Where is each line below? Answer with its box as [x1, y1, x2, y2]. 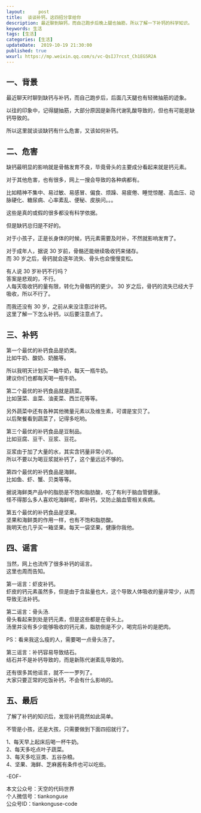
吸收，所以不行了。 [6, 290, 54, 298]
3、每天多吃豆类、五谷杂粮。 [6, 753, 78, 760]
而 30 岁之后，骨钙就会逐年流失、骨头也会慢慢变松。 [6, 255, 136, 262]
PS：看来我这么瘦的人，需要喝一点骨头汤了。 [6, 635, 118, 643]
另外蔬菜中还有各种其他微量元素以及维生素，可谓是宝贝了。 [6, 407, 153, 415]
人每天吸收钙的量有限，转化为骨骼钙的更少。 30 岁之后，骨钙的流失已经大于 [6, 283, 194, 290]
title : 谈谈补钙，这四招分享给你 [6, 14, 81, 20]
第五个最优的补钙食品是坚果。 [6, 509, 80, 516]
